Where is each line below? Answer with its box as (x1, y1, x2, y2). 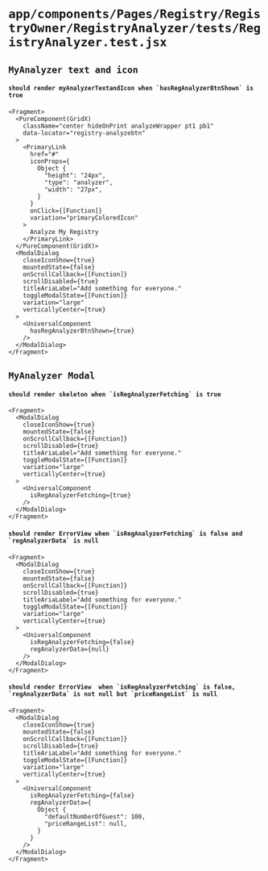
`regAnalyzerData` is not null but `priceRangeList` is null (8, 690, 218, 698)
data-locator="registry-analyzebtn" (23, 128, 146, 137)
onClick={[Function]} (29, 207, 103, 215)
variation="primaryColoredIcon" (29, 213, 138, 222)
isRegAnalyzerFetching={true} (29, 492, 131, 500)
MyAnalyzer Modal (8, 370, 95, 382)
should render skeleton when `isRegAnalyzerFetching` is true (8, 390, 221, 398)
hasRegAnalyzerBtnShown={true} (29, 326, 135, 335)
